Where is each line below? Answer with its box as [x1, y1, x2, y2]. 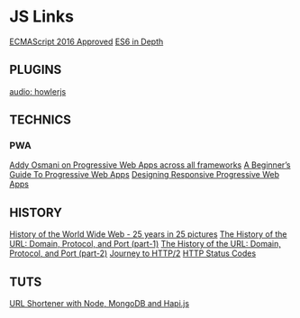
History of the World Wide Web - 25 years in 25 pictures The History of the [9, 229, 287, 240]
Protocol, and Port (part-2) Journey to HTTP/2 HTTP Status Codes [9, 248, 257, 259]
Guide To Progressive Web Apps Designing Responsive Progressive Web [9, 169, 279, 180]
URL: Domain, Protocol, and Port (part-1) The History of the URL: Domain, [9, 239, 281, 250]
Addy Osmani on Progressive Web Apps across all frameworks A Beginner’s [9, 159, 291, 170]
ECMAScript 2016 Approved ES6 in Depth [9, 36, 164, 47]
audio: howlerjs [9, 86, 67, 96]
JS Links [9, 6, 75, 27]
